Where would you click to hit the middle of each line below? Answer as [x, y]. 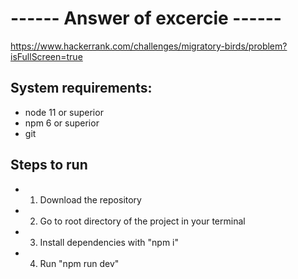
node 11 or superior [64, 112]
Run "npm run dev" [79, 263]
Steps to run [49, 165]
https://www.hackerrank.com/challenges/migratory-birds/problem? [149, 46]
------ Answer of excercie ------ [146, 18]
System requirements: [81, 88]
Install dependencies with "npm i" [109, 242]
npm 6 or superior [62, 123]
